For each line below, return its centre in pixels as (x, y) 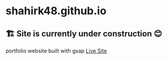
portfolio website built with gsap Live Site (56, 51)
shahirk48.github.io (56, 11)
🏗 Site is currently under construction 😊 (84, 34)
